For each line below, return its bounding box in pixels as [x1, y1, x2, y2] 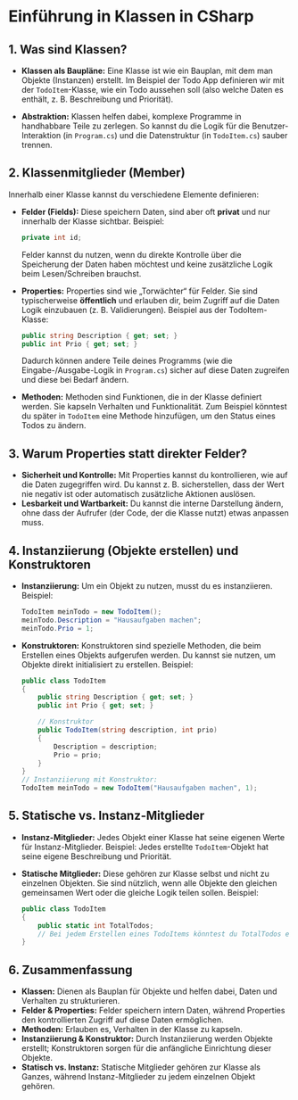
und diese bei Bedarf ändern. [21, 375, 129, 385]
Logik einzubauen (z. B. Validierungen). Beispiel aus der [21, 304, 228, 315]
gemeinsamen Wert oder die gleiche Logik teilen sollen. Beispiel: [21, 887, 260, 897]
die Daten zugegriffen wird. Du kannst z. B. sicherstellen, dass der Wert [21, 479, 285, 490]
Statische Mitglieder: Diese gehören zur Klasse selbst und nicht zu [21, 868, 269, 879]
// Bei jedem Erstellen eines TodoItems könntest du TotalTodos [37, 930, 282, 939]
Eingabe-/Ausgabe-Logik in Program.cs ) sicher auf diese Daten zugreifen [21, 365, 290, 376]
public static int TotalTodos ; [37, 921, 154, 930]
